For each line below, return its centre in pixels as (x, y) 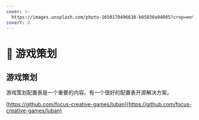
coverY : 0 (18, 22)
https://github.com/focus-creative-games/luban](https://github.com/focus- (100, 105)
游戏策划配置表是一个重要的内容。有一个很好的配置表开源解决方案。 (89, 93)
